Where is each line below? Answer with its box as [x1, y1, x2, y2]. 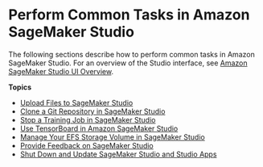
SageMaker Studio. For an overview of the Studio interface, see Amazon [8, 58, 248, 68]
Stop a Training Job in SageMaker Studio [19, 115, 156, 124]
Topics [8, 82, 32, 92]
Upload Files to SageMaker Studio [19, 98, 134, 107]
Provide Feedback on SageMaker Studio [19, 140, 154, 150]
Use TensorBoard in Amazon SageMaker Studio [19, 123, 179, 133]
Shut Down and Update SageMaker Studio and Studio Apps [19, 149, 217, 159]
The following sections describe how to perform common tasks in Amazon [8, 49, 255, 59]
